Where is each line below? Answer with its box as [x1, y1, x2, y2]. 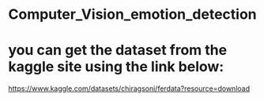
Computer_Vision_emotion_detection [8, 5, 257, 23]
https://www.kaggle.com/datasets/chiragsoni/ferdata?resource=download [8, 84, 251, 93]
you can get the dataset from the [8, 41, 228, 60]
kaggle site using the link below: [8, 58, 224, 76]
